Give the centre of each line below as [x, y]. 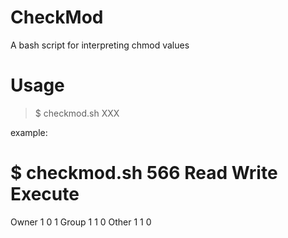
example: [29, 132]
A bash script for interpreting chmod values [100, 45]
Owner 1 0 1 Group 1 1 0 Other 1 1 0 [81, 222]
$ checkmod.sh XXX [77, 113]
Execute [45, 194]
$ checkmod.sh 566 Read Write [144, 173]
